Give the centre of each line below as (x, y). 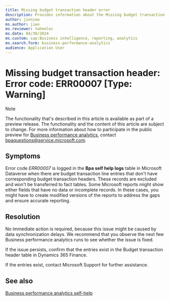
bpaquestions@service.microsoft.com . (46, 140)
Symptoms (23, 156)
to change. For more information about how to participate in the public (79, 129)
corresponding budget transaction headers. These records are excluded (81, 179)
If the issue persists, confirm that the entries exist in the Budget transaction (84, 250)
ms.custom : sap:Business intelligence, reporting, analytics (72, 39)
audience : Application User (35, 48)
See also (19, 281)
